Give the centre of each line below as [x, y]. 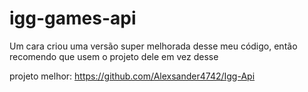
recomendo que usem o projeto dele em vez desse [114, 56]
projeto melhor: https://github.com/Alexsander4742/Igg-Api [132, 76]
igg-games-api [73, 18]
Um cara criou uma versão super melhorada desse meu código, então [153, 46]
